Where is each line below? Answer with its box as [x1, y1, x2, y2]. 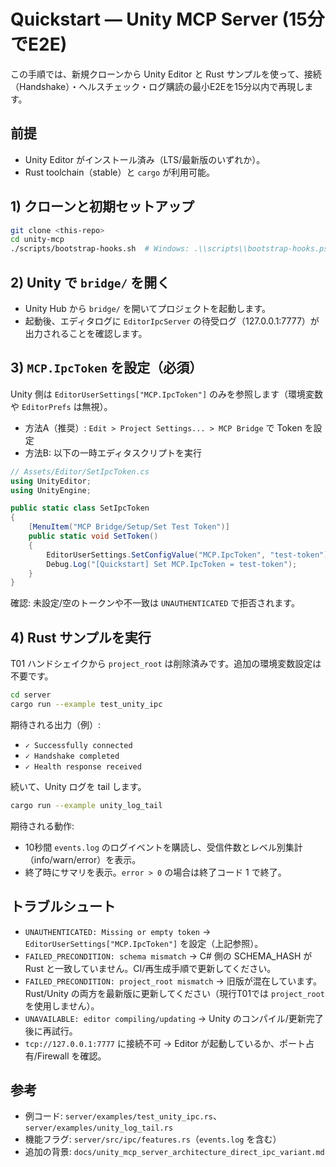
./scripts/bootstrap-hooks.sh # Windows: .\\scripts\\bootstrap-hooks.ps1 [10, 244, 333, 254]
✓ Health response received [24, 761, 142, 772]
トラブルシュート [10, 898, 116, 915]
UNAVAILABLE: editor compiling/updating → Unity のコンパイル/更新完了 [24, 1012, 324, 1024]
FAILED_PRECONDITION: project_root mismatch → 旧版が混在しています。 [24, 975, 322, 987]
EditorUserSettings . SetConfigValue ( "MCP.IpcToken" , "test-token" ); [46, 550, 333, 560]
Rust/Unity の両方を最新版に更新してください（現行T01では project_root [24, 987, 325, 999]
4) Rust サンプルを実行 [10, 629, 152, 646]
